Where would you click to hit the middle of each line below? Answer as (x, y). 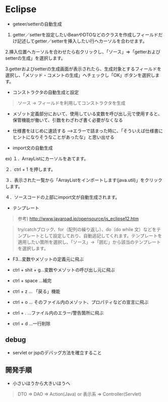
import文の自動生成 (33, 148)
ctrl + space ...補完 (32, 280)
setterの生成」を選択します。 (35, 58)
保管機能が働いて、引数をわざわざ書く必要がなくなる (68, 120)
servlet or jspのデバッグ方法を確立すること (57, 352)
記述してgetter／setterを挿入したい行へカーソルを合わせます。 (82, 41)
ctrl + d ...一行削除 (32, 323)
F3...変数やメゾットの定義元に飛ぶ (48, 259)
